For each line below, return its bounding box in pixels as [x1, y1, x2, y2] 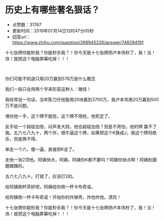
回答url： [12, 34, 31, 40]
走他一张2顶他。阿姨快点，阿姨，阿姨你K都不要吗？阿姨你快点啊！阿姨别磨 [5, 157, 157, 163]
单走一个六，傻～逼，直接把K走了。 [5, 146, 77, 152]
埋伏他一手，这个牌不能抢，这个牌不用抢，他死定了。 [5, 113, 113, 119]
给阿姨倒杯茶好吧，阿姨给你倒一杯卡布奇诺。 [5, 184, 96, 190]
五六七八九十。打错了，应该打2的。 [5, 173, 77, 179]
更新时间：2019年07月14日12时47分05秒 [12, 28, 94, 33]
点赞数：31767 [12, 22, 42, 28]
